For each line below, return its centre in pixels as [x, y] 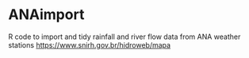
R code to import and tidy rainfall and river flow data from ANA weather [125, 37]
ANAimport [46, 15]
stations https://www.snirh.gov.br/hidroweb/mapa [90, 44]
